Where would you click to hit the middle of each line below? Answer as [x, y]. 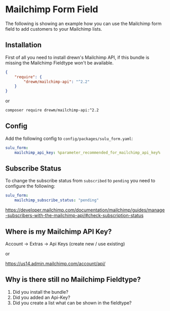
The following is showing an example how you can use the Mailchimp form [83, 23]
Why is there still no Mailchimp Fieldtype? [73, 280]
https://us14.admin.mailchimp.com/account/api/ [55, 264]
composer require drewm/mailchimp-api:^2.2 [52, 110]
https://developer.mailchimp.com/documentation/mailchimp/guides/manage [85, 210]
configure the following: [30, 186]
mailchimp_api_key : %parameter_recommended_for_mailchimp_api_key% [87, 152]
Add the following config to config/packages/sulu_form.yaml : [69, 138]
